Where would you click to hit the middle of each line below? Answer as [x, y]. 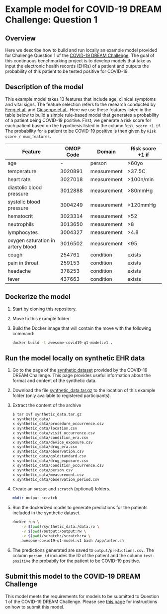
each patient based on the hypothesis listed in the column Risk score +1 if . [83, 125]
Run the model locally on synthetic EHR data [75, 358]
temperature [22, 171]
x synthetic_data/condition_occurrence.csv [58, 465]
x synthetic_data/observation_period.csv [56, 479]
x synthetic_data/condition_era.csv [50, 437]
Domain [106, 152]
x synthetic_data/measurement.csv [48, 475]
